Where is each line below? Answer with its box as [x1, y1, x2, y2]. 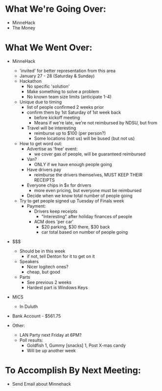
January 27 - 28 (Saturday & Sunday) [19, 73, 95, 79]
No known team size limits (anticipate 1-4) [26, 94, 112, 99]
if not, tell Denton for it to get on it [26, 253, 95, 259]
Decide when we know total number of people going [26, 193, 133, 198]
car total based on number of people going [41, 229, 128, 235]
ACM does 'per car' [34, 219, 74, 224]
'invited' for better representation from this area [19, 68, 116, 73]
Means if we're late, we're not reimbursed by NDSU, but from [34, 120, 158, 125]
